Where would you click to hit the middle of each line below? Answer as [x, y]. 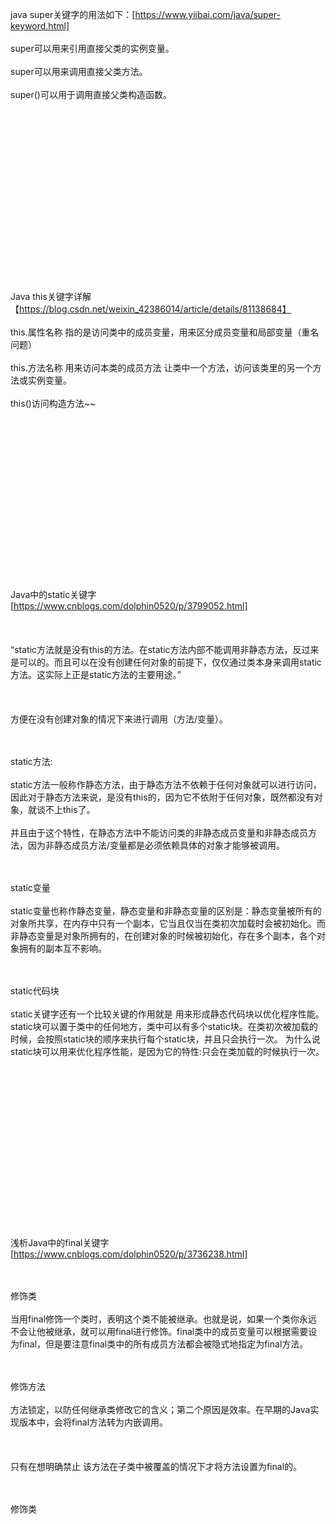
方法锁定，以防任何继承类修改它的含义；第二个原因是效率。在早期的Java [160, 1409]
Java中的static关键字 [53, 594]
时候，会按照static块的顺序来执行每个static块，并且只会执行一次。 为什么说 [165, 1039]
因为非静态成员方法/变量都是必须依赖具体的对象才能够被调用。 [156, 845]
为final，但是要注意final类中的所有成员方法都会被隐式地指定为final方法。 [159, 1344]
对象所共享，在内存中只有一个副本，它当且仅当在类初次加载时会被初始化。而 [168, 923]
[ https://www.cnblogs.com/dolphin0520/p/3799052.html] [129, 606]
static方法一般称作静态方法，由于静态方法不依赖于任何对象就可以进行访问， [166, 784]
